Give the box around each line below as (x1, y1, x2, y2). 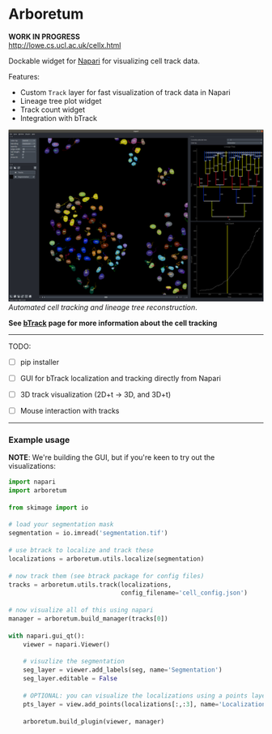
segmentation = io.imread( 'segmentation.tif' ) (8, 529, 168, 538)
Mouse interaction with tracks (19, 406, 120, 415)
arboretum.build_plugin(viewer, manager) (23, 717, 164, 726)
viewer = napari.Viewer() (23, 640, 111, 649)
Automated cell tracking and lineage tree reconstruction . (8, 302, 198, 312)
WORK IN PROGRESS (8, 32, 81, 41)
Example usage (8, 434, 70, 445)
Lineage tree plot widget (19, 96, 102, 105)
